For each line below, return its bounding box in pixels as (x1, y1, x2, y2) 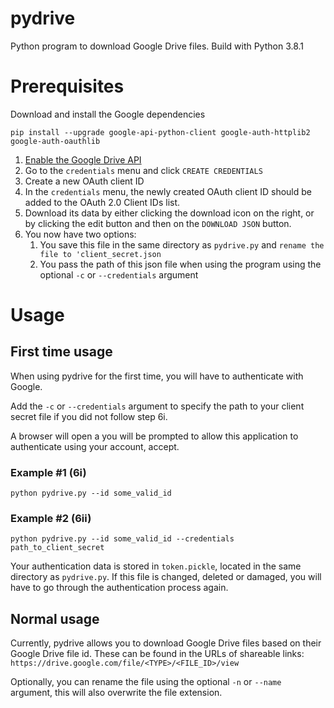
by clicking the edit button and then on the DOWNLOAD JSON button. (24, 217, 292, 229)
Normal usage (10, 610, 100, 627)
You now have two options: (24, 228, 137, 240)
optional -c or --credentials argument (39, 268, 199, 281)
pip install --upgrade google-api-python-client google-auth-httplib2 (10, 127, 311, 137)
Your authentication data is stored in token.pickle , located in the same (10, 560, 302, 572)
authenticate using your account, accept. (10, 440, 180, 452)
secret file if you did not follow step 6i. (10, 410, 168, 422)
